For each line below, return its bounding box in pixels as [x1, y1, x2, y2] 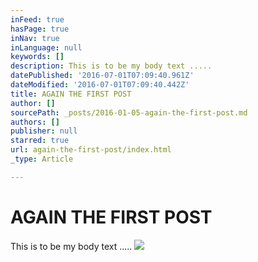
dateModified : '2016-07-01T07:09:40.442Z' [10, 80, 190, 90]
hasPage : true [10, 24, 70, 34]
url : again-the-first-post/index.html [10, 145, 172, 155]
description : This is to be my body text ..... [10, 61, 213, 71]
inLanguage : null [10, 42, 83, 53]
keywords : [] [10, 52, 65, 62]
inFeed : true [10, 14, 65, 25]
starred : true [10, 136, 70, 146]
